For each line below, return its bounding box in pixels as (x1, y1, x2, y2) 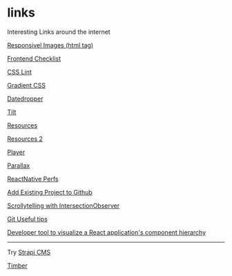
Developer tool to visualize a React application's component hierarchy (7, 228, 206, 236)
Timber (7, 261, 28, 270)
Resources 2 (7, 135, 43, 143)
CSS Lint (7, 68, 32, 76)
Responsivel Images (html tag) (7, 41, 94, 49)
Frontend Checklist (7, 54, 61, 63)
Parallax (7, 161, 30, 170)
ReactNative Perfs (7, 175, 59, 183)
